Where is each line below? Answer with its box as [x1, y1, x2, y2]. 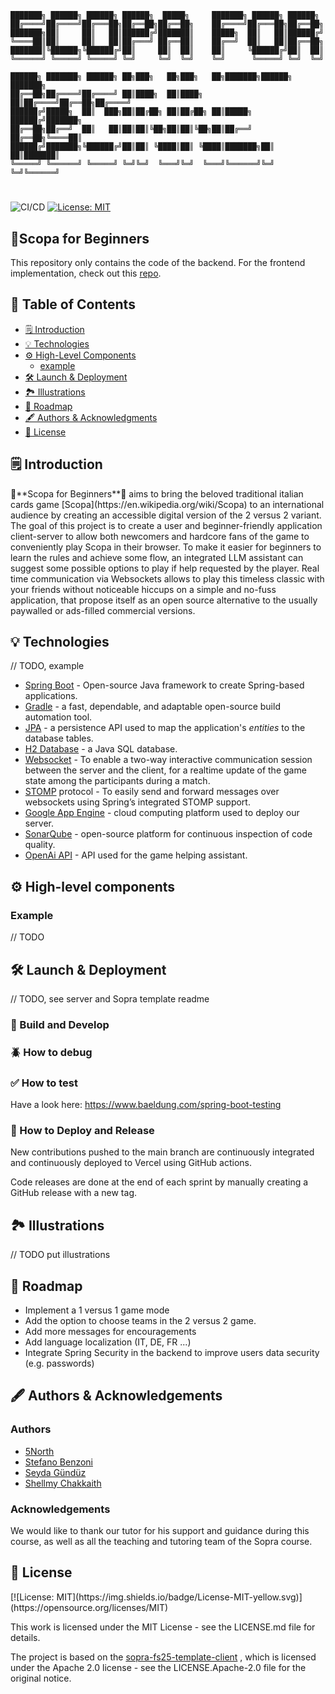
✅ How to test [10, 1076, 78, 1090]
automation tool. [24, 711, 93, 723]
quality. [24, 839, 56, 851]
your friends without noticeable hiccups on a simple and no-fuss [10, 583, 277, 595]
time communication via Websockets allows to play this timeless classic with [10, 572, 325, 585]
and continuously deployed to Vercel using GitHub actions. [10, 1157, 253, 1169]
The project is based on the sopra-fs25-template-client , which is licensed [10, 1651, 317, 1663]
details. [10, 1631, 41, 1643]
